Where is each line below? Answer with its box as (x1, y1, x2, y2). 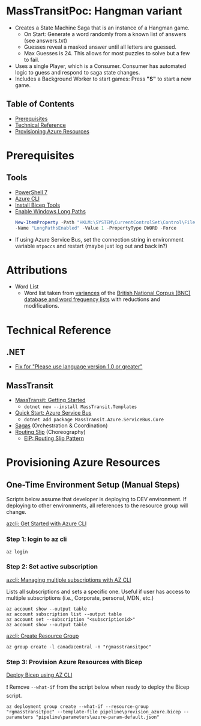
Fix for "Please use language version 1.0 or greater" (14, 363, 143, 370)
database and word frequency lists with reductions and (23, 296, 160, 303)
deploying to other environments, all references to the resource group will (6, 502, 188, 509)
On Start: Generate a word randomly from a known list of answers (23, 30, 187, 37)
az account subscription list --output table (6, 611, 122, 617)
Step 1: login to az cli (6, 535, 67, 543)
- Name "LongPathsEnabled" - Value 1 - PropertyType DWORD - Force (14, 225, 177, 231)
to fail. (23, 56, 40, 63)
